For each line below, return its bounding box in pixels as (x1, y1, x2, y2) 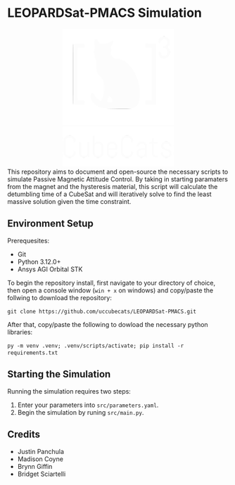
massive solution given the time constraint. (7, 198, 132, 206)
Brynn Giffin (17, 462, 53, 470)
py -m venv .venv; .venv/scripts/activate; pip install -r (7, 342, 184, 349)
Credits (7, 429, 41, 441)
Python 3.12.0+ (17, 257, 61, 266)
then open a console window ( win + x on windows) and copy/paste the (7, 286, 214, 295)
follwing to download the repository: (7, 293, 113, 302)
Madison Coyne (17, 455, 63, 463)
